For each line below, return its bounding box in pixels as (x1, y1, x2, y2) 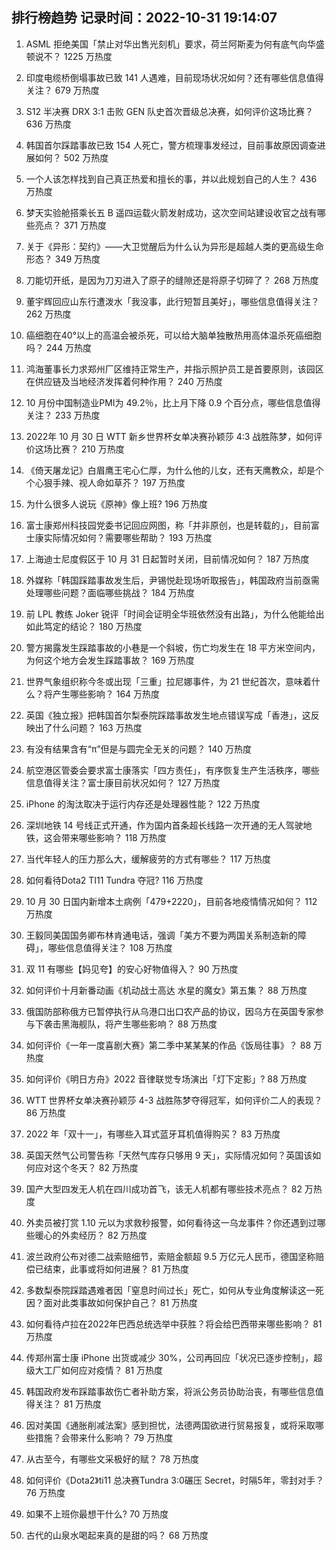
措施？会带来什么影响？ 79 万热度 (34, 1431, 174, 1443)
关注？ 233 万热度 (25, 409, 101, 421)
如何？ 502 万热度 (34, 151, 109, 163)
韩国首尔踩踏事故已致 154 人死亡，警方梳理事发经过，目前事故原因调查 (25, 139, 318, 151)
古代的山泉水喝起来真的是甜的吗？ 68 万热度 (25, 1529, 209, 1541)
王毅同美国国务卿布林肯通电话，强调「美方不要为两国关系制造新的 (25, 929, 298, 941)
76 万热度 (25, 1486, 66, 1498)
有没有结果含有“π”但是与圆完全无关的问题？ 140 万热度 (25, 743, 253, 755)
